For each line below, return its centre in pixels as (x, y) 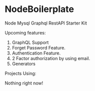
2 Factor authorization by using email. (51, 58)
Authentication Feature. (36, 53)
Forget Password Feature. (39, 47)
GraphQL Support (30, 42)
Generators (24, 63)
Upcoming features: (25, 32)
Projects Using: (20, 73)
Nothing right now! (24, 83)
